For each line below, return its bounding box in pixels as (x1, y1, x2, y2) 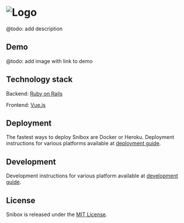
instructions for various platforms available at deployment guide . (6, 140, 161, 147)
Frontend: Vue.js (6, 101, 46, 108)
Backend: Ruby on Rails (6, 90, 63, 97)
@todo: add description (6, 25, 63, 32)
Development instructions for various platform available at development (6, 172, 178, 179)
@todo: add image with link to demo (6, 57, 93, 64)
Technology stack (6, 75, 73, 85)
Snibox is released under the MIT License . (6, 211, 107, 218)
